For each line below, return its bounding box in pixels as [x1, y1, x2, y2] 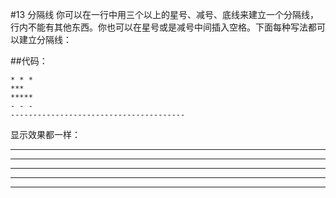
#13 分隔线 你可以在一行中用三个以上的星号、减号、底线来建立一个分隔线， [10, 9, 320, 20]
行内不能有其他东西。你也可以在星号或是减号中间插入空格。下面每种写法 [10, 21, 308, 33]
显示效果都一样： [10, 129, 81, 140]
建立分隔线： [18, 34, 72, 45]
